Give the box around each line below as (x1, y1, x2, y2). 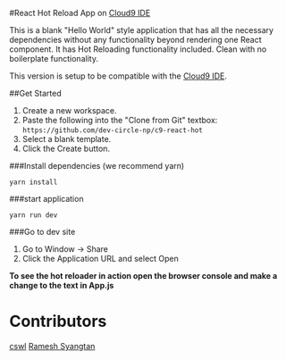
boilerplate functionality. (9, 54, 98, 63)
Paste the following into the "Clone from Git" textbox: (21, 115, 218, 125)
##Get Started (9, 88, 63, 98)
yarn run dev (9, 211, 58, 220)
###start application (9, 194, 84, 204)
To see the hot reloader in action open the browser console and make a (9, 271, 278, 280)
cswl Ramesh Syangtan (9, 340, 96, 351)
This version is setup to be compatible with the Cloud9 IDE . (9, 71, 228, 81)
